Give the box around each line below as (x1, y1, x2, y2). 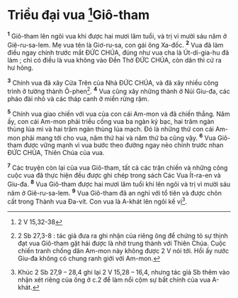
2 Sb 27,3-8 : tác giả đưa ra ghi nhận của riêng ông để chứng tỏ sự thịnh (17, 231, 228, 240)
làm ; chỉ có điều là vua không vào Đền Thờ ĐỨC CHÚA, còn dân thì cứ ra (7, 55, 222, 64)
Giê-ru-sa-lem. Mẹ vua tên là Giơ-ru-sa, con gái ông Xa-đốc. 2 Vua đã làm (7, 39, 224, 49)
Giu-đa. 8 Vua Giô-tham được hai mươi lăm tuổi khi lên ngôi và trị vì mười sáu (7, 179, 231, 188)
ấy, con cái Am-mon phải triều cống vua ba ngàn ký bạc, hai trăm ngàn (7, 117, 215, 125)
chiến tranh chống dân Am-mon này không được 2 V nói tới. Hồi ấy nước (17, 246, 229, 255)
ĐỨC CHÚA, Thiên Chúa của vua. (7, 149, 105, 157)
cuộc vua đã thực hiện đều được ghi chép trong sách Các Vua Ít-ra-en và (7, 171, 221, 179)
